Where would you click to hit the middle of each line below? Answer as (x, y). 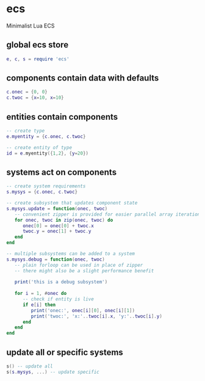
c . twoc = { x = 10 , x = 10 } (35, 98)
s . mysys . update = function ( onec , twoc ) (57, 209)
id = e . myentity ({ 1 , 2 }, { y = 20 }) (47, 153)
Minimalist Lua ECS (31, 26)
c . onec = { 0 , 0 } (27, 92)
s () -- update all (30, 366)
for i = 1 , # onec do (41, 294)
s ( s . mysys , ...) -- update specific (53, 372)
